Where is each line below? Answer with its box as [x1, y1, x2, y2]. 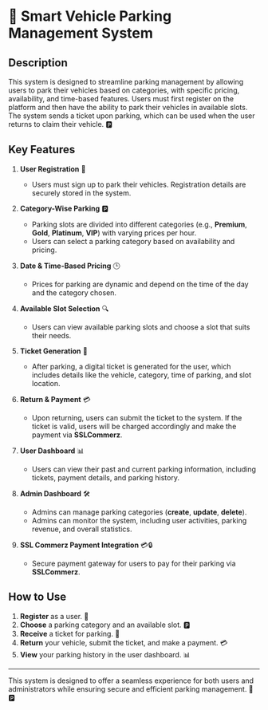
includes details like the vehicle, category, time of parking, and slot [31, 370, 251, 380]
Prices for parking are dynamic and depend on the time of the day [31, 279, 249, 289]
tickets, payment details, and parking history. [31, 472, 179, 482]
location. [31, 378, 61, 388]
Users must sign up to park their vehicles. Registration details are [31, 179, 246, 189]
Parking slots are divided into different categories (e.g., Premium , [31, 219, 247, 229]
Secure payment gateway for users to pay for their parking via [31, 558, 237, 568]
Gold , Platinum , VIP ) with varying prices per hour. [31, 227, 197, 238]
